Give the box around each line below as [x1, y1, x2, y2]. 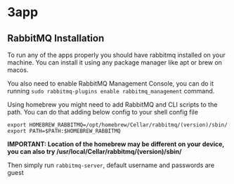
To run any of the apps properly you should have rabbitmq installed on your [7, 51, 226, 59]
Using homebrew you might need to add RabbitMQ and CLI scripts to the [7, 100, 218, 109]
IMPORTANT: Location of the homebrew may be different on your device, [7, 140, 225, 148]
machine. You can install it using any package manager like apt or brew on [7, 58, 223, 67]
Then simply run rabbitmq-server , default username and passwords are [7, 161, 215, 169]
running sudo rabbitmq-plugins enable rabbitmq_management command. [7, 87, 215, 95]
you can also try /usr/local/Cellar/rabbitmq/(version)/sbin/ [7, 147, 182, 155]
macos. [7, 66, 29, 74]
